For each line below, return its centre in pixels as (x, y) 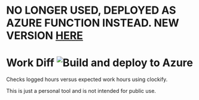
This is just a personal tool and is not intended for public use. (81, 91)
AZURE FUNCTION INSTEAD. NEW (93, 23)
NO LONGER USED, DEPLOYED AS (91, 10)
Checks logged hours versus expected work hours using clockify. (87, 79)
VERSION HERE (45, 36)
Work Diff (30, 63)
